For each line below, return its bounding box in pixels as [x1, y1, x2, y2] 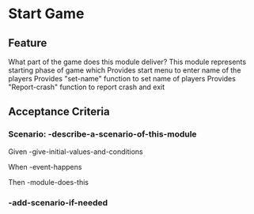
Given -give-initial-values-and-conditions [8, 147, 144, 156]
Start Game [8, 5, 85, 23]
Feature [8, 36, 47, 50]
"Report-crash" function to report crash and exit [8, 82, 165, 92]
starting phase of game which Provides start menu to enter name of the [8, 66, 241, 75]
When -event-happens [8, 162, 82, 171]
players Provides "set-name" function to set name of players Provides [8, 74, 236, 83]
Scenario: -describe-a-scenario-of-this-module [8, 129, 197, 140]
